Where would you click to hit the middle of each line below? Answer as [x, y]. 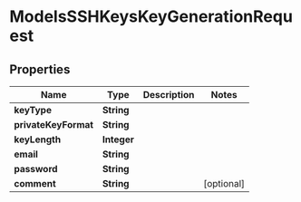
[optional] [224, 183]
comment [35, 183]
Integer [118, 139]
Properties [40, 69]
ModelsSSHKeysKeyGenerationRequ [151, 17]
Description [169, 95]
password [36, 169]
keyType [33, 110]
